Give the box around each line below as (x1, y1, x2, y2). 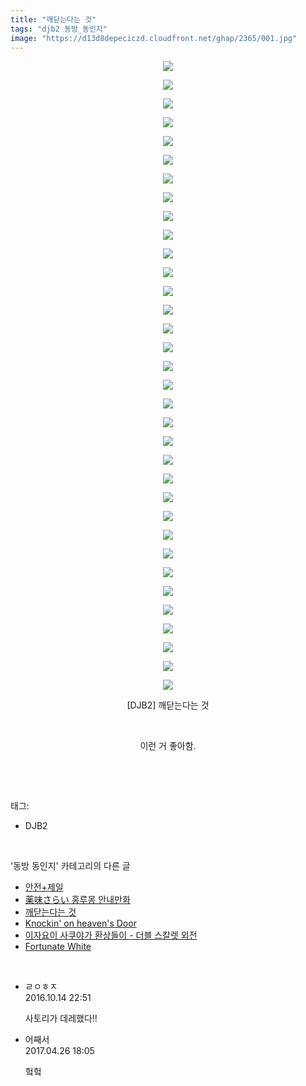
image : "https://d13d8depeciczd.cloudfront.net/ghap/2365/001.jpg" (10, 33, 298, 43)
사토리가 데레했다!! (24, 1012, 98, 1025)
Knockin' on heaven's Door (24, 917, 137, 930)
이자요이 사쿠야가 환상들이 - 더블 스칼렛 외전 (24, 929, 198, 941)
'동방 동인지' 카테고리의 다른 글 (10, 860, 131, 872)
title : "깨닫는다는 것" (10, 14, 97, 25)
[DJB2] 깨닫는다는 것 (126, 699, 210, 711)
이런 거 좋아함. (139, 740, 197, 752)
